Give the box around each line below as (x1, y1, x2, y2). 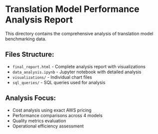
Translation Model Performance (5, 3, 140, 15)
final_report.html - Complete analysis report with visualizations (12, 63, 146, 69)
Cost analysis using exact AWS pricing (12, 107, 92, 113)
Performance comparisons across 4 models (12, 112, 103, 118)
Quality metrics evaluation (12, 118, 66, 124)
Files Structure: (5, 50, 54, 59)
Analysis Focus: (5, 94, 56, 103)
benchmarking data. (5, 36, 46, 42)
